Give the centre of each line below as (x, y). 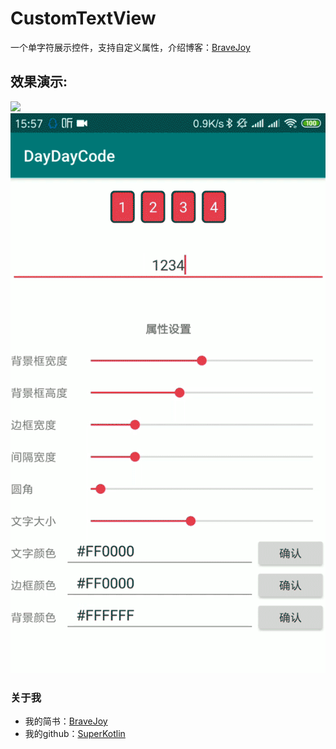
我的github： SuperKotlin (75, 734)
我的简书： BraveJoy (66, 721)
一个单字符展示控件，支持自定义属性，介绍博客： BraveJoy (130, 47)
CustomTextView (83, 18)
